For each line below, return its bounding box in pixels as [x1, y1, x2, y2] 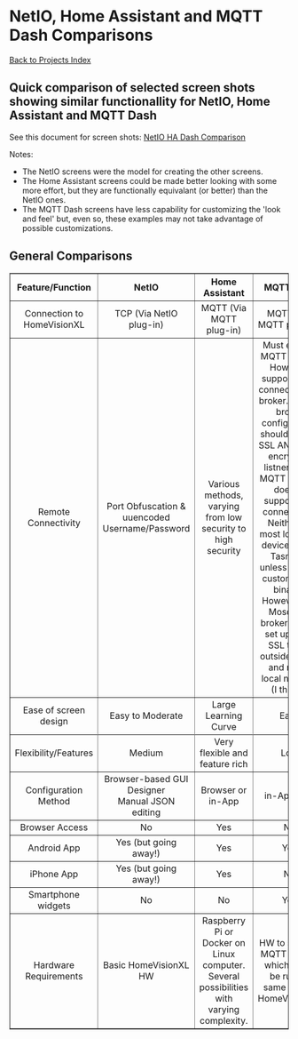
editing [131, 806, 161, 819]
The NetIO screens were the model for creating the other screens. [21, 166, 263, 177]
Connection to [24, 307, 84, 319]
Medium [129, 747, 164, 759]
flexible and [199, 747, 248, 759]
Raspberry [201, 914, 247, 926]
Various [208, 477, 240, 490]
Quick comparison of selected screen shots [9, 80, 255, 95]
